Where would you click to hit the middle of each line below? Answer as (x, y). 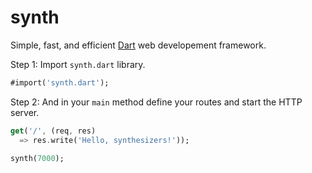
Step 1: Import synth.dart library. (78, 64)
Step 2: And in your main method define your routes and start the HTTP (156, 102)
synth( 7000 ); (37, 158)
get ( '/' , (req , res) (53, 131)
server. (25, 112)
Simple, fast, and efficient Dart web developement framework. (138, 45)
